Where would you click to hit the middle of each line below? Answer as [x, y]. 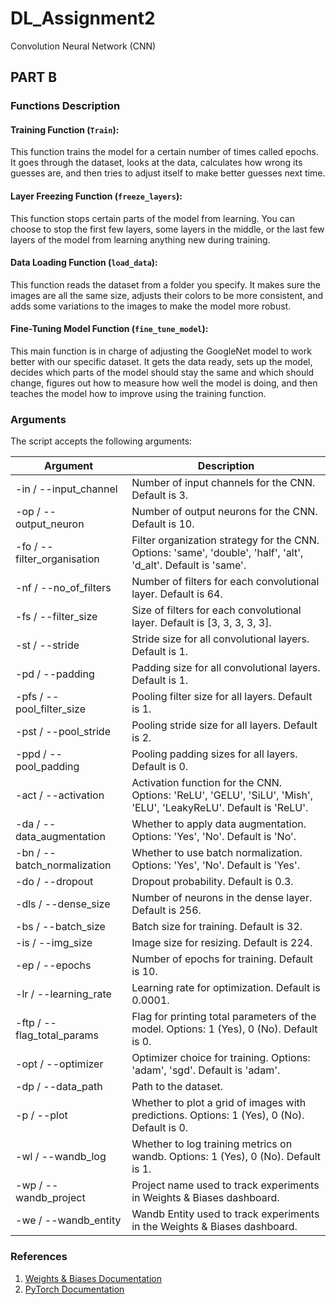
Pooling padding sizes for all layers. [214, 754]
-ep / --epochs [53, 965]
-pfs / [29, 697]
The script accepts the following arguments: [101, 441]
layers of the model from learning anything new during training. [140, 239]
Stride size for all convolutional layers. [220, 639]
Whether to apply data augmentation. [219, 824]
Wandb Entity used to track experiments [225, 1214]
